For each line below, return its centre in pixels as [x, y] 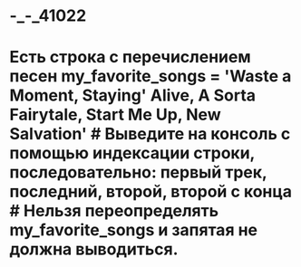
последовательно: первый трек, [138, 172]
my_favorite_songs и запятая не [134, 230]
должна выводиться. [94, 249]
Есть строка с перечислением [130, 57]
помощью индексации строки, [132, 153]
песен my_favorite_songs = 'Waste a [150, 76]
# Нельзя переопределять [114, 211]
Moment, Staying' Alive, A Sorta [133, 95]
